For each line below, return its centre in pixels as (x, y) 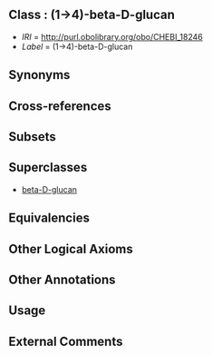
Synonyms (39, 75)
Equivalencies (49, 218)
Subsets (32, 137)
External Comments (66, 341)
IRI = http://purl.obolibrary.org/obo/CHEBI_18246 (112, 36)
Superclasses (48, 168)
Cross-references (60, 106)
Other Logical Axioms (71, 249)
